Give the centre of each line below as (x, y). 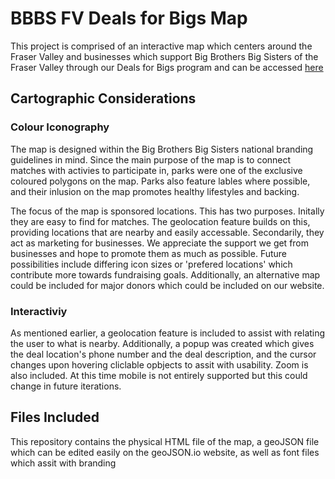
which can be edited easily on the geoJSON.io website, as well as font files (165, 452)
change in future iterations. (66, 386)
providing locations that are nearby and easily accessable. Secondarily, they (167, 232)
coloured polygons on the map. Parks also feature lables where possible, (160, 181)
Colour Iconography (60, 127)
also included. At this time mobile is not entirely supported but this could (159, 375)
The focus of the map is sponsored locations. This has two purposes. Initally (167, 211)
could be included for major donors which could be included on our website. (167, 285)
